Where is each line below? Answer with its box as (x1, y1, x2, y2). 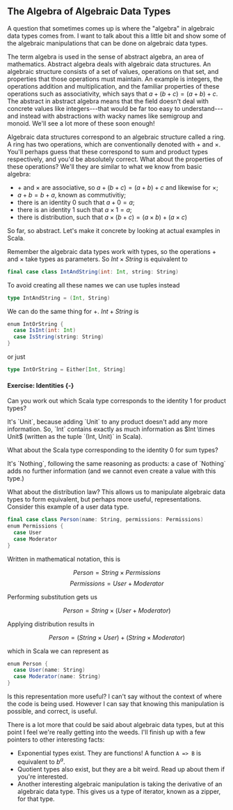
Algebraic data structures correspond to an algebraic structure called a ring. (7, 133, 226, 141)
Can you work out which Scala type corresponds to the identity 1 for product (7, 397, 227, 405)
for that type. (17, 795, 55, 803)
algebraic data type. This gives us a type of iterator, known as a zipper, (17, 787, 221, 795)
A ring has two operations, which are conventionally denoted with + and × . (7, 140, 221, 149)
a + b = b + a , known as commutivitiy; (17, 190, 127, 199)
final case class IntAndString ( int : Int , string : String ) (7, 268, 179, 275)
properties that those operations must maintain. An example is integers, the (7, 75, 223, 83)
